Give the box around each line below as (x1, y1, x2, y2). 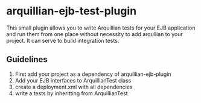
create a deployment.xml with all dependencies (14, 83, 133, 90)
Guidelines (6, 54, 48, 64)
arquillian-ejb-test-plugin (6, 4, 137, 18)
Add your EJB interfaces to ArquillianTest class (14, 76, 132, 84)
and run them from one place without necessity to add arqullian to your (6, 30, 183, 37)
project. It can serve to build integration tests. (6, 37, 120, 44)
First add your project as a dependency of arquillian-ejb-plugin (14, 70, 171, 78)
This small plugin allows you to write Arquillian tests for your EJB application (6, 24, 196, 31)
